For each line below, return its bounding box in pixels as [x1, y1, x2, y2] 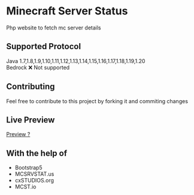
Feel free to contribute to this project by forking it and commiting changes [6, 97, 189, 104]
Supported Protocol [6, 41, 81, 52]
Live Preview [6, 115, 55, 125]
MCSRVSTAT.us [14, 170, 54, 178]
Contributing [6, 82, 55, 92]
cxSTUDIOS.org [14, 177, 54, 184]
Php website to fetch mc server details [6, 24, 101, 31]
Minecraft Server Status [6, 4, 128, 18]
